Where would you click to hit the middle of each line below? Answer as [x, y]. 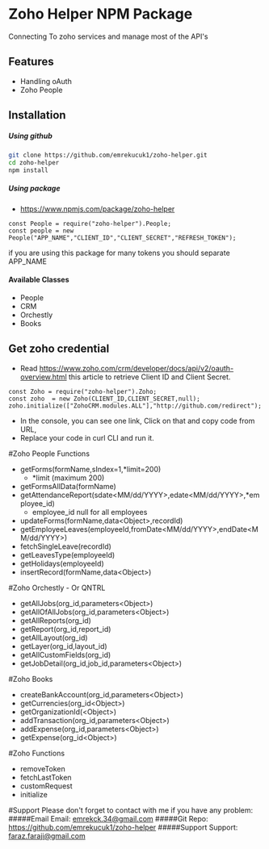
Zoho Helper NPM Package [101, 14]
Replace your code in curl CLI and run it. [87, 437]
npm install [28, 170]
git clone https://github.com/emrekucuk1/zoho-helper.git [108, 155]
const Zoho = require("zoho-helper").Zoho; [83, 391]
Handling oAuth [46, 81]
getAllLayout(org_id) [54, 638]
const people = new [41, 231]
